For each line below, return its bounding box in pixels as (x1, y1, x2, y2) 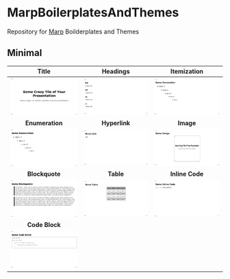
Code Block (27, 221, 61, 229)
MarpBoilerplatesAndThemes (7, 5, 179, 21)
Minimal (7, 47, 42, 59)
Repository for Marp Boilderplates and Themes (7, 27, 140, 36)
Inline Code (170, 170, 204, 178)
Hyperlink (101, 118, 131, 127)
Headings (101, 67, 130, 76)
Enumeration (25, 118, 63, 127)
